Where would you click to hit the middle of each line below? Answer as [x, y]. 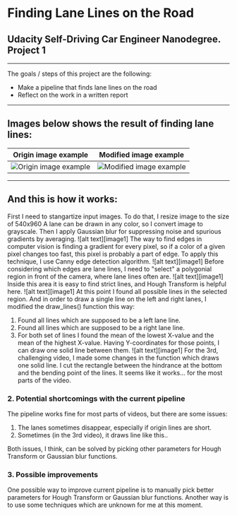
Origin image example [51, 155]
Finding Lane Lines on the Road [101, 13]
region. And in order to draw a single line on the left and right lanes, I [107, 299]
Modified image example [142, 155]
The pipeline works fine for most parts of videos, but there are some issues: [117, 414]
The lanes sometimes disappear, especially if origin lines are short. [114, 427]
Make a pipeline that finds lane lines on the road [87, 87]
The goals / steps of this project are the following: [79, 74]
